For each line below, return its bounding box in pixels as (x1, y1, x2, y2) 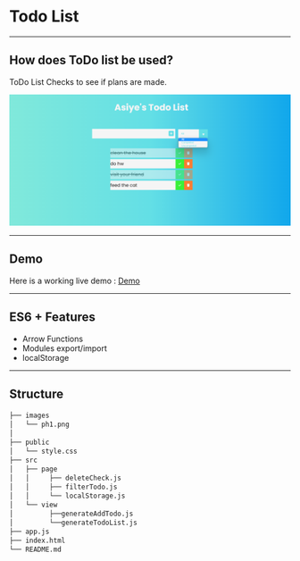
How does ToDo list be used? (9, 53, 174, 68)
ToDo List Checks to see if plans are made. (9, 76, 167, 87)
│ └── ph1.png (9, 420, 70, 430)
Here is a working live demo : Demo (9, 275, 140, 286)
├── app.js (9, 527, 50, 537)
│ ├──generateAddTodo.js (9, 509, 134, 519)
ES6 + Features (9, 310, 96, 325)
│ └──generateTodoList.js (9, 518, 138, 528)
